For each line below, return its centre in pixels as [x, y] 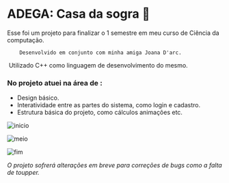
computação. [26, 40]
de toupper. [23, 173]
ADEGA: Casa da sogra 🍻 [79, 14]
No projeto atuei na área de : [55, 83]
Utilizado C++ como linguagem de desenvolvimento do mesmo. [98, 65]
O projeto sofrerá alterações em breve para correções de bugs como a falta [114, 165]
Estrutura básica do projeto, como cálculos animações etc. [100, 113]
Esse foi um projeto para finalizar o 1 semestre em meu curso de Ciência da [113, 33]
